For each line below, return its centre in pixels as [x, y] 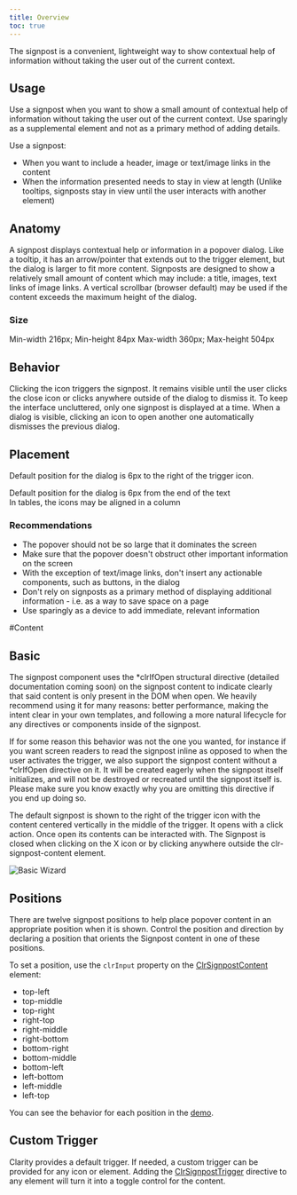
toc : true [27, 26]
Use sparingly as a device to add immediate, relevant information [141, 611]
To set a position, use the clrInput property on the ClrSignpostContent [139, 965]
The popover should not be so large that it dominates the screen [139, 545]
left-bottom [43, 1076]
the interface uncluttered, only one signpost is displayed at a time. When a [145, 408]
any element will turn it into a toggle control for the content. [117, 1181]
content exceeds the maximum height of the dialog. [103, 297]
